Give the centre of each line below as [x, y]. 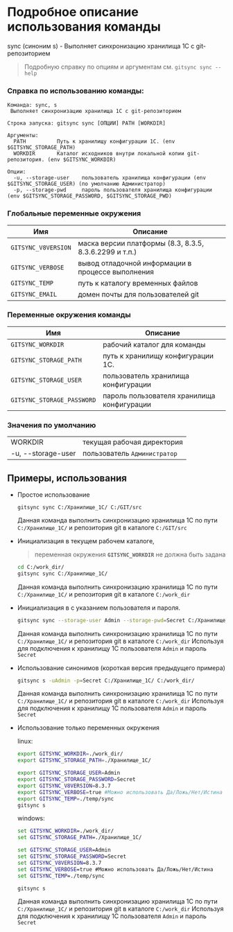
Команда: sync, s [32, 105]
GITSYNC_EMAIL [34, 294]
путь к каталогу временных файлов [138, 283]
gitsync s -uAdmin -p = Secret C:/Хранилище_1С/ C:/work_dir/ [106, 680]
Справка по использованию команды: [76, 91]
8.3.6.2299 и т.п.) [107, 252]
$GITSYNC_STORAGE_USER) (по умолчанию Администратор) [87, 184]
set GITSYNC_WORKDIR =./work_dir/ [66, 831]
